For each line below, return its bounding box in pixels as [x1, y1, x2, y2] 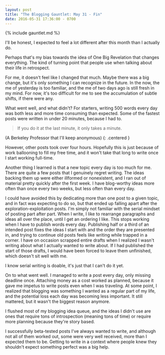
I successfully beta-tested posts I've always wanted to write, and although [5, 328, 156, 334]
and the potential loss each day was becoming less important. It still [5, 293, 143, 300]
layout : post [5, 7, 32, 12]
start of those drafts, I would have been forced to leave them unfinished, [5, 248, 152, 254]
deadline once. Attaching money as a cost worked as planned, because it [5, 278, 154, 284]
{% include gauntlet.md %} [5, 30, 60, 36]
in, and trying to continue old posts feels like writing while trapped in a [5, 232, 148, 238]
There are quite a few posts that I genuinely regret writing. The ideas [5, 170, 144, 176]
